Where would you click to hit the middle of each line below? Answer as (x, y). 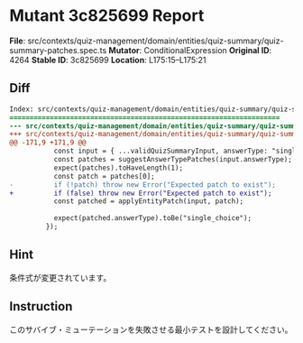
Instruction (41, 306)
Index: (22, 109)
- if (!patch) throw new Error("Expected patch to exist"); (143, 185)
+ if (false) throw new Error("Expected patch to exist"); (141, 193)
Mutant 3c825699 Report (107, 16)
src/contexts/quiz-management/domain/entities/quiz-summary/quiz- (156, 41)
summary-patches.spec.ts (58, 50)
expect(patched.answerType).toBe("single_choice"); (153, 218)
